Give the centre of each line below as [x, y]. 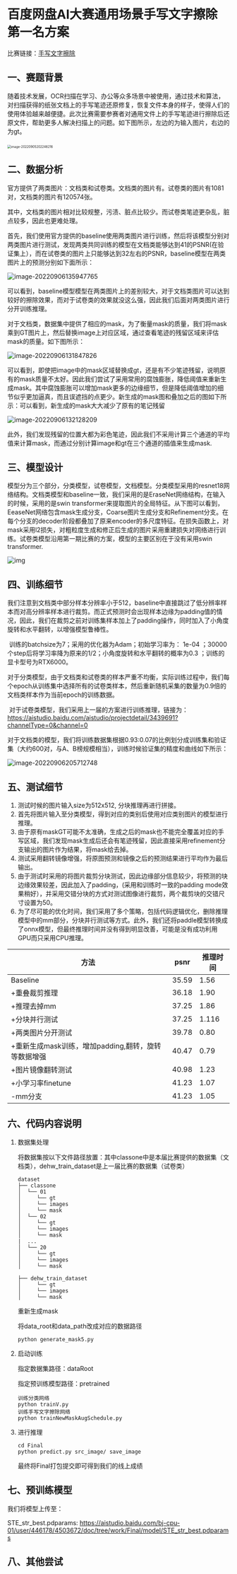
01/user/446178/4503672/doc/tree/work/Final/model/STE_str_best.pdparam [118, 1530]
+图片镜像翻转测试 [42, 1070]
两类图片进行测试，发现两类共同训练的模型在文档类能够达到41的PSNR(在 [113, 244]
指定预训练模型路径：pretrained [63, 1383]
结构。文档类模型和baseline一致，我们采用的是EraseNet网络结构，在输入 [119, 494]
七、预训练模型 [40, 1490]
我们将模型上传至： [35, 1508]
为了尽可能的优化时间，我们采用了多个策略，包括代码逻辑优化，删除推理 [122, 911]
